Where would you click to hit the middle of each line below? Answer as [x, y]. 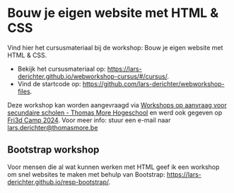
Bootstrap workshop [53, 150]
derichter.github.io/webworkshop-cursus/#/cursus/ [92, 76]
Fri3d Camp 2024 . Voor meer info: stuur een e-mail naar [89, 120]
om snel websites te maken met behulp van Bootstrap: [86, 174]
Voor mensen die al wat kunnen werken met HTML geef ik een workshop [113, 167]
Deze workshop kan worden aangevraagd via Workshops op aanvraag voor [117, 105]
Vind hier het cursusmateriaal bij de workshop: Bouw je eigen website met [115, 47]
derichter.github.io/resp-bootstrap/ [58, 182]
